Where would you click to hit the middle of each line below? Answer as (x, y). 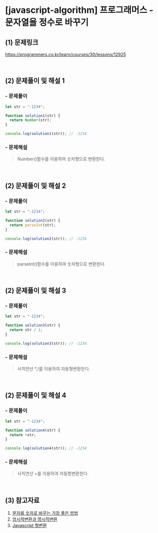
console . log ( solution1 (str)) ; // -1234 (46, 134)
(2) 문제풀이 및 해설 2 (36, 186)
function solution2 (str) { (33, 221)
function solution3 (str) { (33, 325)
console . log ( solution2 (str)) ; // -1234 (46, 239)
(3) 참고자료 (22, 500)
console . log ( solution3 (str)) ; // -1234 (46, 343)
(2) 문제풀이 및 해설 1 (35, 81)
